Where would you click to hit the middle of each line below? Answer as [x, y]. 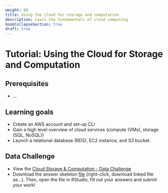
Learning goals [29, 112]
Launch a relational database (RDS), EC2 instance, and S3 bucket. [81, 140]
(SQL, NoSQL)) [28, 135]
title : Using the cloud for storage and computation [62, 15]
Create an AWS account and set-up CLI [54, 124]
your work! [24, 185]
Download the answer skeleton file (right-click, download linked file [83, 174]
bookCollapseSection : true [34, 24]
